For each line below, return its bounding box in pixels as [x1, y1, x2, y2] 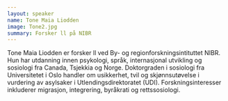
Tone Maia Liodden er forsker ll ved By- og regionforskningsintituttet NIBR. [7, 49, 221, 57]
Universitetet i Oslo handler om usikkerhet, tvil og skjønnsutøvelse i [7, 71, 199, 79]
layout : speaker [7, 10, 54, 17]
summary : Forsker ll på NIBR [7, 29, 92, 37]
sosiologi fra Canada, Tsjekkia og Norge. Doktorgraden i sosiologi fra [7, 63, 205, 72]
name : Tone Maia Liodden [7, 17, 79, 24]
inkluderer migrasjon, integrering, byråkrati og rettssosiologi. [7, 86, 181, 94]
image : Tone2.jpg [7, 23, 58, 30]
